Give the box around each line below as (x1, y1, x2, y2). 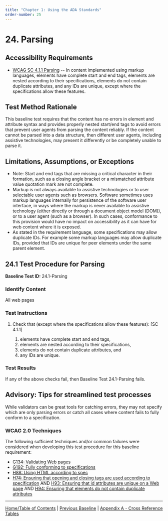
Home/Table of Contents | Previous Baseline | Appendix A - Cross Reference (5, 505, 163, 511)
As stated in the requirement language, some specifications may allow (12, 229, 157, 235)
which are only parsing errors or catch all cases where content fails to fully (5, 409, 159, 415)
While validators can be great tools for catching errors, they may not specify (5, 404, 162, 410)
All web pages (5, 297, 34, 303)
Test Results (5, 364, 36, 371)
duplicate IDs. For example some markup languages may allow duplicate (12, 234, 162, 241)
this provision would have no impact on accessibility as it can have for (12, 219, 157, 225)
